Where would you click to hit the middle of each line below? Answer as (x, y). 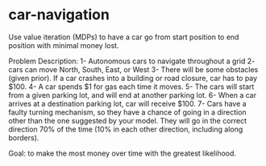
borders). (24, 137)
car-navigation (59, 15)
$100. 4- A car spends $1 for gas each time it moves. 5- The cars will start (131, 87)
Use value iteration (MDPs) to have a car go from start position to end (124, 37)
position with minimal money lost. (64, 45)
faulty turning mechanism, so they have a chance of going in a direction (128, 112)
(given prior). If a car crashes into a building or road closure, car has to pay (133, 78)
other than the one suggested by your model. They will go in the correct (128, 120)
